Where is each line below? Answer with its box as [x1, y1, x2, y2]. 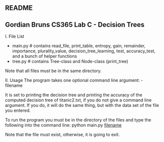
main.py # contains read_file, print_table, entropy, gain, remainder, [12, 43, 146, 49]
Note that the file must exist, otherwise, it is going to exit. [5, 132, 120, 138]
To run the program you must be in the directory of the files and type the [5, 117, 152, 123]
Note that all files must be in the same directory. [5, 68, 102, 74]
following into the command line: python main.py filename [5, 122, 122, 128]
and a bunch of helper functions [12, 53, 77, 59]
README [5, 4, 33, 12]
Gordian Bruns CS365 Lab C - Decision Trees [5, 20, 145, 29]
